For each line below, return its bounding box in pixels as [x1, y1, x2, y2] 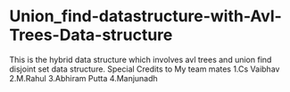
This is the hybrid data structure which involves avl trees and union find [9, 54, 272, 65]
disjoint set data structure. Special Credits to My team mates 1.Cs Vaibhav [9, 64, 280, 74]
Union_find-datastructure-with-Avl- [9, 6, 283, 27]
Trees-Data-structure [9, 25, 173, 45]
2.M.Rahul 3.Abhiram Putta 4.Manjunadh [9, 73, 158, 83]
